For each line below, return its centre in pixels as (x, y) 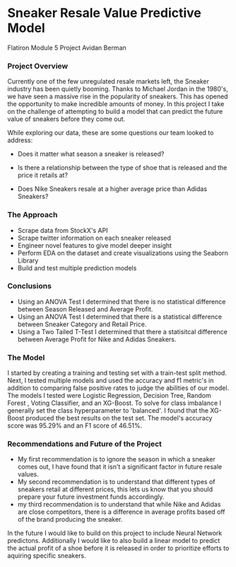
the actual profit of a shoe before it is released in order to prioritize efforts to (118, 548)
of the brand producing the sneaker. (70, 520)
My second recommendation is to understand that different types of (116, 482)
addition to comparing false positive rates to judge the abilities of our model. (118, 388)
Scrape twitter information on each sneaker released (94, 238)
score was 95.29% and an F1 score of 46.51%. (75, 425)
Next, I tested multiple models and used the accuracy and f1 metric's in (111, 381)
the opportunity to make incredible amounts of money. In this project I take (116, 104)
